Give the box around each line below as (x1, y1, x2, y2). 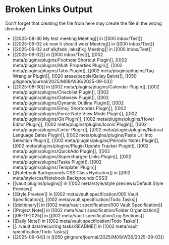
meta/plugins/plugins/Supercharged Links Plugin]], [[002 (12, 153, 132, 160)
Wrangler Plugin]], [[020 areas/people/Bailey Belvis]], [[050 (12, 73, 137, 79)
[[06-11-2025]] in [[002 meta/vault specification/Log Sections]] (12, 212, 144, 218)
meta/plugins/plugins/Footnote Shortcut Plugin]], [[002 (12, 57, 127, 63)
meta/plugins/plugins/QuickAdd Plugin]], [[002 (12, 148, 110, 154)
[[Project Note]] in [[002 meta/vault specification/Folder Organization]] (12, 207, 160, 213)
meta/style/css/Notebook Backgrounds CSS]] (12, 175, 108, 181)
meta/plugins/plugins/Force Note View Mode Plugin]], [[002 (12, 110, 137, 117)
